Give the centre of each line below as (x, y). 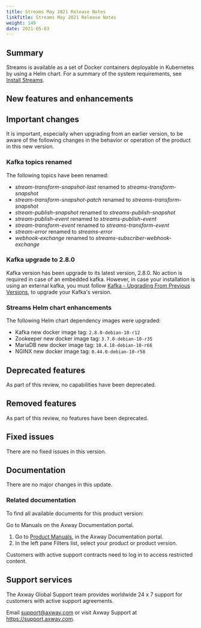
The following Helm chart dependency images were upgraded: (83, 321)
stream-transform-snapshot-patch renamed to (73, 199)
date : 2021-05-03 (28, 29)
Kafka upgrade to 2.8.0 (40, 260)
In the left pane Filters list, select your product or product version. (96, 543)
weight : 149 (21, 23)
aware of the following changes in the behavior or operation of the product (98, 140)
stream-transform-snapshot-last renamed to (70, 187)
